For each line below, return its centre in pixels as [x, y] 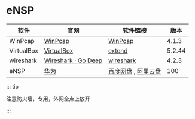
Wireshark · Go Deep [73, 60]
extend [118, 50]
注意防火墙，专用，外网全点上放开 [48, 99]
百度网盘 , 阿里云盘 [135, 71]
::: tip [13, 86]
